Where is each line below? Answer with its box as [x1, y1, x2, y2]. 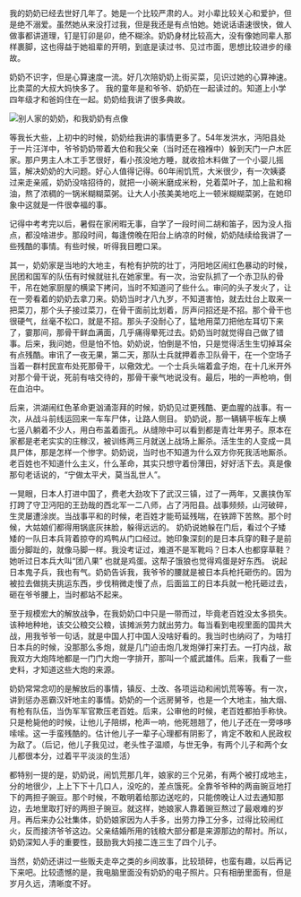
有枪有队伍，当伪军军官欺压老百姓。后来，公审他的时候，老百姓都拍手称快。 [9, 706, 292, 716]
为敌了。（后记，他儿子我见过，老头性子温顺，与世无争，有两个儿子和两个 [9, 739, 280, 750]
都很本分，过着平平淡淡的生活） [16, 751, 135, 761]
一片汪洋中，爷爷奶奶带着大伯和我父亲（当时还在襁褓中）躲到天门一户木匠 [16, 143, 292, 154]
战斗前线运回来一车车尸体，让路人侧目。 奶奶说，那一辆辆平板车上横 [32, 413, 287, 424]
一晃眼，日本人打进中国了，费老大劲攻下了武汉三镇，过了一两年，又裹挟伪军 [9, 488, 292, 499]
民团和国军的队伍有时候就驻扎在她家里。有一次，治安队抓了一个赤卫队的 [9, 272, 276, 281]
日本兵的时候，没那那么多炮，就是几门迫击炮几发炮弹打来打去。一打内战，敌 [9, 642, 292, 652]
